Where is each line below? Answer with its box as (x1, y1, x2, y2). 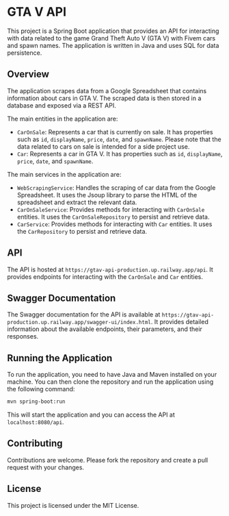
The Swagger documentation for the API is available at (7, 310, 161, 319)
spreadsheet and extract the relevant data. (16, 198, 137, 206)
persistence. (7, 49, 42, 57)
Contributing (7, 438, 63, 450)
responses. (7, 332, 39, 341)
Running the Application (7, 352, 113, 364)
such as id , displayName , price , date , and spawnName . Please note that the (16, 135, 221, 143)
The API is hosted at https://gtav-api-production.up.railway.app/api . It (7, 265, 213, 273)
